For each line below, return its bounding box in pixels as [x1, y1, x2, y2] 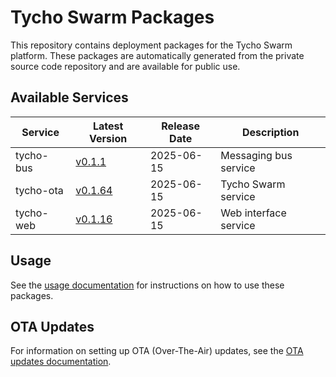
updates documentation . [10, 356, 112, 368]
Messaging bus [220, 148, 293, 162]
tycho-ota [15, 183, 64, 197]
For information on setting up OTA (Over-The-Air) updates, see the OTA [10, 345, 304, 357]
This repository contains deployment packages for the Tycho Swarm [10, 39, 293, 51]
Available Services [10, 89, 129, 106]
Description [241, 125, 300, 139]
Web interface [220, 206, 287, 220]
